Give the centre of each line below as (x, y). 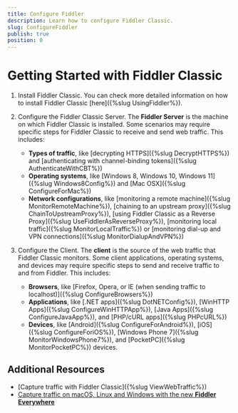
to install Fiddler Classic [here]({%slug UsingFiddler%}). (100, 103)
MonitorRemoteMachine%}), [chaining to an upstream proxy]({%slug (130, 206)
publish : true (29, 34)
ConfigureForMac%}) (60, 191)
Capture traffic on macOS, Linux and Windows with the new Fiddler (117, 394)
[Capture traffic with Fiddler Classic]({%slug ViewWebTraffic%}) (112, 387)
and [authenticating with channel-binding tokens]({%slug (113, 161)
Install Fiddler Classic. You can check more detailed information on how (123, 95)
